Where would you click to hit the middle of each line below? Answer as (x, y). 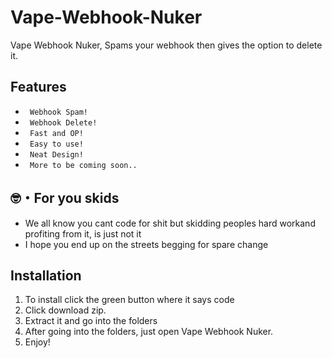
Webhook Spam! (59, 112)
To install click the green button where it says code (129, 300)
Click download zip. (65, 310)
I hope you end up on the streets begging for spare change (146, 244)
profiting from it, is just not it (83, 233)
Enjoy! (37, 342)
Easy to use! (56, 144)
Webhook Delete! (63, 122)
